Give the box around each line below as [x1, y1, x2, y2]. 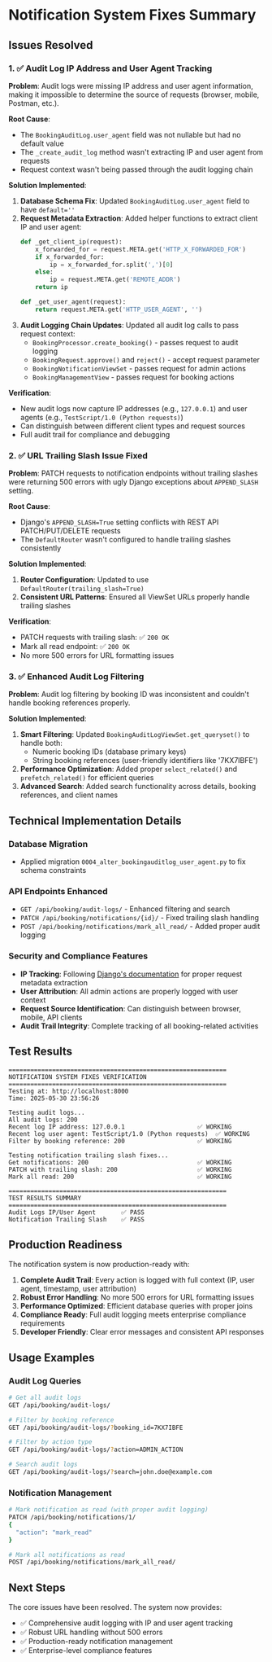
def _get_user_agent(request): [19, 298, 127, 306]
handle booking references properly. [8, 698, 131, 708]
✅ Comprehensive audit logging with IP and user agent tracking [19, 1618, 234, 1628]
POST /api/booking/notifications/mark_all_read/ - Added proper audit [19, 922, 261, 932]
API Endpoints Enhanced [8, 885, 108, 897]
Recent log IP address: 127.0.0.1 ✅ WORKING [8, 1123, 232, 1131]
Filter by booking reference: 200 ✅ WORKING [8, 1138, 232, 1146]
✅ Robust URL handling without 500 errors [19, 1627, 163, 1638]
